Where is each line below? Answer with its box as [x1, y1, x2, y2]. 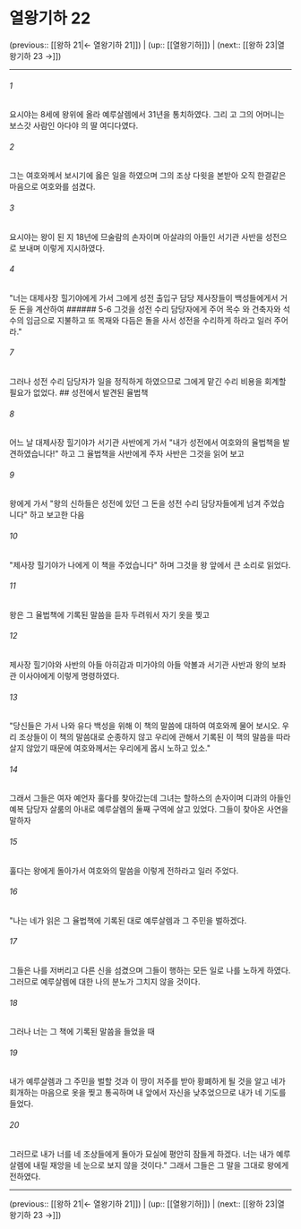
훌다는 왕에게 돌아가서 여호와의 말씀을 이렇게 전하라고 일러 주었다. [9, 865, 239, 876]
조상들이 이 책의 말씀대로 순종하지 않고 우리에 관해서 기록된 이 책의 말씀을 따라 [18, 732, 291, 743]
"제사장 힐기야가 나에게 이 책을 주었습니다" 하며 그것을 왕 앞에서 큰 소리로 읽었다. [9, 559, 291, 570]
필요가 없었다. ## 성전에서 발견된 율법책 [9, 387, 149, 398]
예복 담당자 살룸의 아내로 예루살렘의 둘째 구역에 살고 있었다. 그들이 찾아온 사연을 [9, 804, 289, 815]
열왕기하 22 [9, 8, 91, 29]
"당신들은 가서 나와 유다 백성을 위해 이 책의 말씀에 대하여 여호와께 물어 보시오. [9, 720, 280, 731]
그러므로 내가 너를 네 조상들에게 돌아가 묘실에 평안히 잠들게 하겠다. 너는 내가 [9, 1148, 275, 1159]
